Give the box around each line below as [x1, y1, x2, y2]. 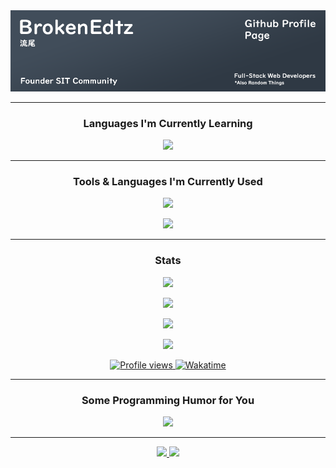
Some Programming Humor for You [81, 393, 255, 407]
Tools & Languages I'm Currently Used [73, 175, 263, 189]
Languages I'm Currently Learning [83, 116, 253, 130]
